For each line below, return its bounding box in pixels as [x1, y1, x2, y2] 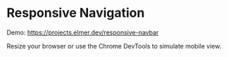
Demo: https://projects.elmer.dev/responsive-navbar [6, 28, 159, 37]
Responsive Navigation [6, 5, 145, 21]
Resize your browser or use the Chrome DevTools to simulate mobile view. [6, 42, 222, 50]
